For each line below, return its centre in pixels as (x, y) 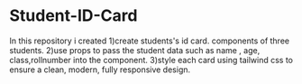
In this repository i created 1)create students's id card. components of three (150, 41)
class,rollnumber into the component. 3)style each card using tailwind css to (151, 60)
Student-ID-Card (73, 16)
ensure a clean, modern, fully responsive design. (100, 70)
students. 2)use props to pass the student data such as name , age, (135, 50)
